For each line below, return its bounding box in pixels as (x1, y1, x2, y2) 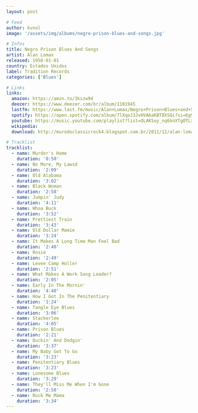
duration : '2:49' (16, 255, 60, 261)
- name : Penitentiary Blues (11, 359, 81, 366)
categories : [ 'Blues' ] (6, 74, 62, 80)
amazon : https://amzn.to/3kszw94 (11, 96, 94, 102)
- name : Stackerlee (11, 315, 60, 321)
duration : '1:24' (16, 299, 60, 305)
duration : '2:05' (16, 277, 60, 283)
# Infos (6, 41, 25, 47)
